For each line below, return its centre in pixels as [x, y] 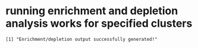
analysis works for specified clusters [99, 23]
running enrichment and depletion [92, 11]
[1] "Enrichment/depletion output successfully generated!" [82, 39]
